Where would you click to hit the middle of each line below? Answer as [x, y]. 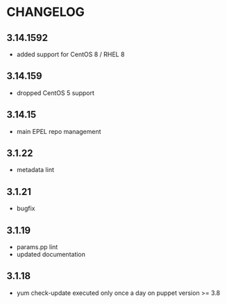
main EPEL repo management [59, 131]
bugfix [26, 208]
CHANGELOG [45, 12]
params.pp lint [37, 247]
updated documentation [51, 255]
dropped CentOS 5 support [56, 93]
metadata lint [35, 170]
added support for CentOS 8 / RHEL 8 [70, 54]
